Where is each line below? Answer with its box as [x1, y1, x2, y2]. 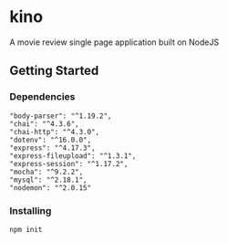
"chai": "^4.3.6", [9, 119, 79, 129]
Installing [9, 204, 52, 217]
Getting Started [9, 63, 99, 79]
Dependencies [9, 90, 76, 103]
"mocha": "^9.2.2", [9, 167, 84, 176]
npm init [9, 225, 43, 234]
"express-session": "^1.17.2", [9, 159, 129, 168]
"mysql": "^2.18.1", [9, 175, 88, 185]
